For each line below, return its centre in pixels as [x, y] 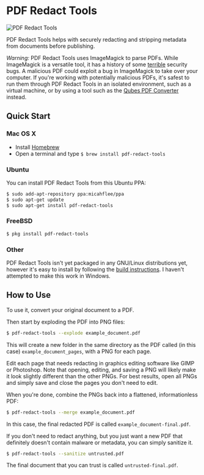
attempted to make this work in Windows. [59, 276]
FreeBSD [20, 221]
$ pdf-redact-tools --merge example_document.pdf [71, 412]
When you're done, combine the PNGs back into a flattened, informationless [102, 394]
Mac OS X [21, 134]
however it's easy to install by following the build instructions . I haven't [95, 270]
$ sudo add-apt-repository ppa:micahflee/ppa [65, 194]
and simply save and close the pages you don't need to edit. [82, 382]
